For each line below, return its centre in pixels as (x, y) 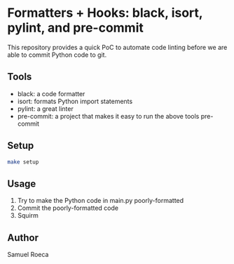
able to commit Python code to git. (57, 55)
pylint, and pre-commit (75, 28)
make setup (23, 162)
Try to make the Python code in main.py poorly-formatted (101, 201)
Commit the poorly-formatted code (68, 208)
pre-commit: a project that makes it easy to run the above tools (108, 116)
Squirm (28, 216)
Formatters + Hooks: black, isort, (105, 13)
